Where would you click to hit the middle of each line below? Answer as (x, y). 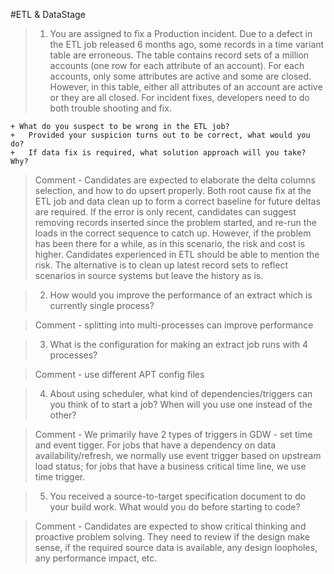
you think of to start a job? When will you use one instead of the (181, 404)
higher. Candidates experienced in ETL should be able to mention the (177, 254)
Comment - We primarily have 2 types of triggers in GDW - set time (173, 434)
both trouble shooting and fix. (110, 108)
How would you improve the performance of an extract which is (181, 295)
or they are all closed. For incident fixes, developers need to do (179, 97)
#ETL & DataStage (48, 14)
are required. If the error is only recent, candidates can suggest (165, 212)
